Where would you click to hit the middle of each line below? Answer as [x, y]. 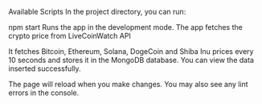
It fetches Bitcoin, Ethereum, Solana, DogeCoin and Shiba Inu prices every [131, 51]
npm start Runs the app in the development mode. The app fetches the [125, 27]
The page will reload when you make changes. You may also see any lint [128, 84]
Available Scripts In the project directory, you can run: [97, 12]
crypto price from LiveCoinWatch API [70, 36]
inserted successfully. [45, 69]
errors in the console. [44, 93]
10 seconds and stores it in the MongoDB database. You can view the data [131, 60]
